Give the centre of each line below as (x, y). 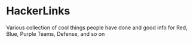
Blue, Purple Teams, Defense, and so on (56, 33)
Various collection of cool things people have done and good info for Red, (97, 27)
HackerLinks (38, 11)
